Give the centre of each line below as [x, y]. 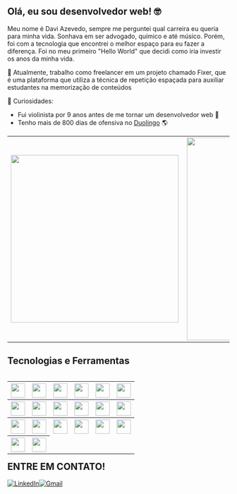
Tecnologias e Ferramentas [69, 361]
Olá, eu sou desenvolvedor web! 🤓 [84, 12]
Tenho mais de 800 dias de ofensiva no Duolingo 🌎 [92, 122]
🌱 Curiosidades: [31, 101]
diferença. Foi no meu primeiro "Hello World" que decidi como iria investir [114, 51]
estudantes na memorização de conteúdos [69, 87]
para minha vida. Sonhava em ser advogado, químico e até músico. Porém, [116, 36]
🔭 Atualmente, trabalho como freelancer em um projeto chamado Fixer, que [117, 72]
